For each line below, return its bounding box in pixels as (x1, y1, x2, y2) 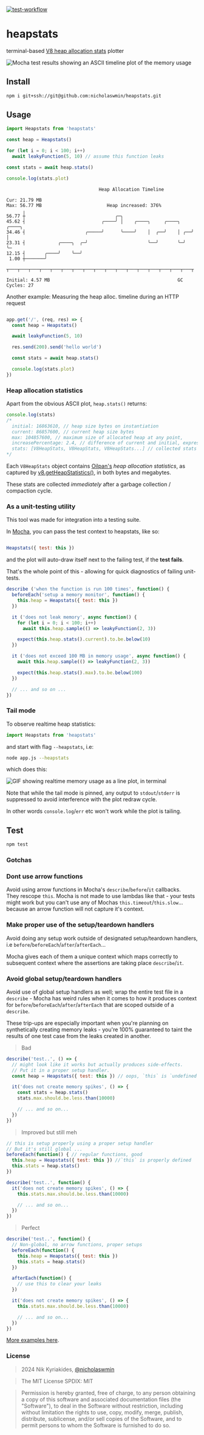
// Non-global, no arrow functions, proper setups (12, 1242, 143, 1248)
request (6, 299, 26, 307)
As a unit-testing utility (6, 502, 76, 511)
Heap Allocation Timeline (98, 186, 165, 192)
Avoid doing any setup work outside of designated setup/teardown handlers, (6, 935, 198, 942)
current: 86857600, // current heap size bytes (12, 429, 135, 435)
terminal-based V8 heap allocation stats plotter (6, 47, 124, 54)
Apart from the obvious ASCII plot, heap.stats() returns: (6, 400, 148, 407)
